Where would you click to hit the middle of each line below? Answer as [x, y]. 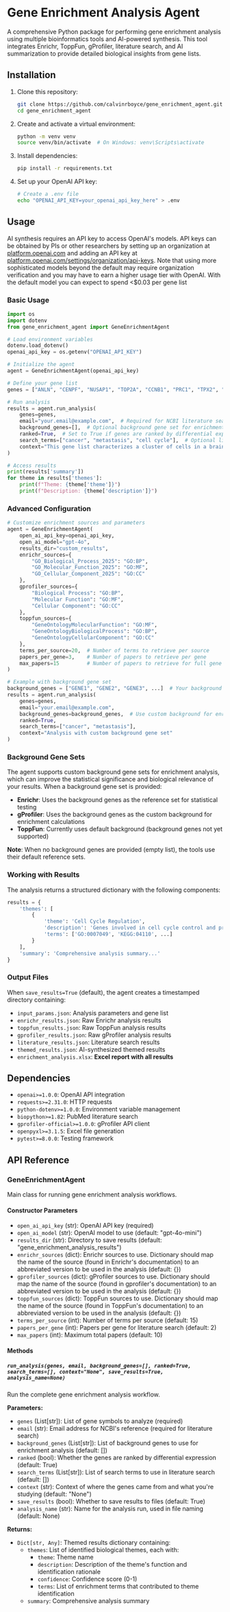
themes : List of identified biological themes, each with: [103, 1550]
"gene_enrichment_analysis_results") [69, 1247]
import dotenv [27, 321]
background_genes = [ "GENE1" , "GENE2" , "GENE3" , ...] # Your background [115, 689]
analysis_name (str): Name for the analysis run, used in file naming [110, 1508]
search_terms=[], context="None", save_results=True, [86, 1372]
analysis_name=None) [37, 1378]
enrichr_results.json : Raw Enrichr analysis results [89, 1020]
